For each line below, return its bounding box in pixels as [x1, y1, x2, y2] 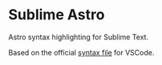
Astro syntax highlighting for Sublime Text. [8, 32, 149, 42]
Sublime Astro [8, 6, 105, 24]
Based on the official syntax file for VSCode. [8, 47, 155, 57]
